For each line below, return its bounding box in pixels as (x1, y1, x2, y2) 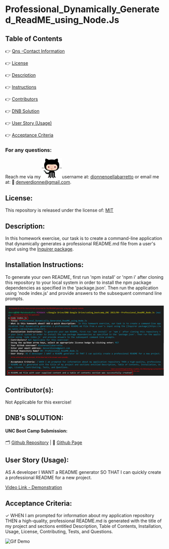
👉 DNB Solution (5, 108, 40, 114)
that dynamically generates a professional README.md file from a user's (5, 240, 156, 246)
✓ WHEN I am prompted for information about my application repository (5, 513, 154, 519)
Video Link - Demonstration (5, 484, 62, 490)
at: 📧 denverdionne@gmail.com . (5, 179, 71, 185)
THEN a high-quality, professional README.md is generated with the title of (5, 518, 162, 524)
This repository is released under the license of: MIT (5, 207, 114, 213)
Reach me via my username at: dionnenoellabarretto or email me (5, 174, 159, 180)
